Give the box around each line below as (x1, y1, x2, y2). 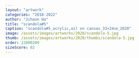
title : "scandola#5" (5, 21, 49, 27)
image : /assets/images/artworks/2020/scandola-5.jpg (5, 31, 119, 36)
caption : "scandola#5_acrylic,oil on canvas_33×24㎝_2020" (5, 26, 131, 31)
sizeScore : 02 (5, 45, 35, 50)
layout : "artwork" (5, 7, 44, 13)
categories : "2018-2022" (5, 12, 58, 17)
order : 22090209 (5, 40, 39, 45)
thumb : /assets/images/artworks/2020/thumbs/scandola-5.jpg (5, 36, 135, 41)
